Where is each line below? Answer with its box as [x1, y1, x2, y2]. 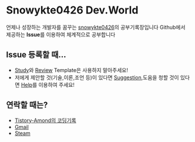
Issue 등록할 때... [6, 50, 66, 60]
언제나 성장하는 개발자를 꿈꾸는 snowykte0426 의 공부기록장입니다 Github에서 [6, 23, 186, 31]
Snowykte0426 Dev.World [6, 4, 139, 17]
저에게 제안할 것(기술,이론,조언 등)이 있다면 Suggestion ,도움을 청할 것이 [14, 74, 179, 81]
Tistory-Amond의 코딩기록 [14, 117, 76, 124]
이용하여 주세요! [38, 81, 75, 88]
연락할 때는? [6, 100, 48, 110]
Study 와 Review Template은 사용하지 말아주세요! [14, 66, 128, 73]
